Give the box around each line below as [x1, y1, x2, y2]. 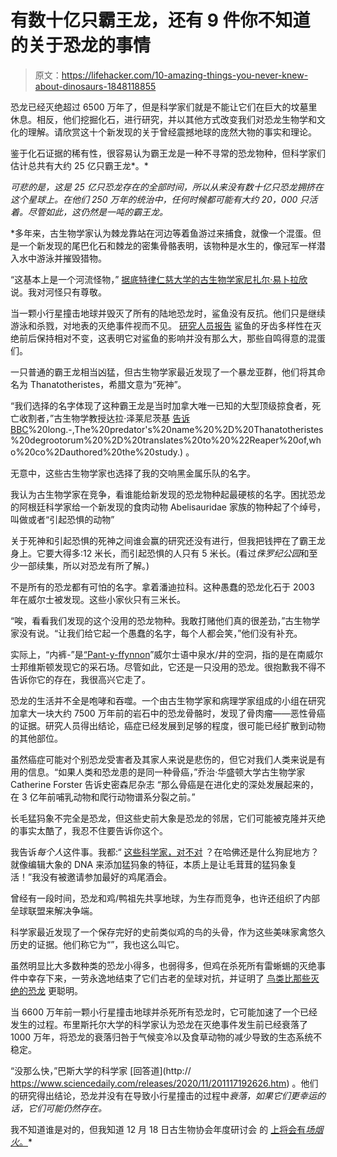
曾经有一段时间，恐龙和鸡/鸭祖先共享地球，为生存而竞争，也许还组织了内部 [10, 892, 321, 904]
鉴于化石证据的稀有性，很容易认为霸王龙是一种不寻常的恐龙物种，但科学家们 [10, 147, 326, 159]
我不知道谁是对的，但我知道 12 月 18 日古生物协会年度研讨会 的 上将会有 [10, 1123, 307, 1135]
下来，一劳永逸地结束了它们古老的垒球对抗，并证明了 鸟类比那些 [44, 972, 311, 984]
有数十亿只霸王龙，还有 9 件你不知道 [10, 9, 311, 32]
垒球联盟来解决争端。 [10, 904, 98, 916]
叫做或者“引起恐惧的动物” [10, 513, 115, 525]
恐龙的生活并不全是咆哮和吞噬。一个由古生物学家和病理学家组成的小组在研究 [10, 694, 326, 706]
